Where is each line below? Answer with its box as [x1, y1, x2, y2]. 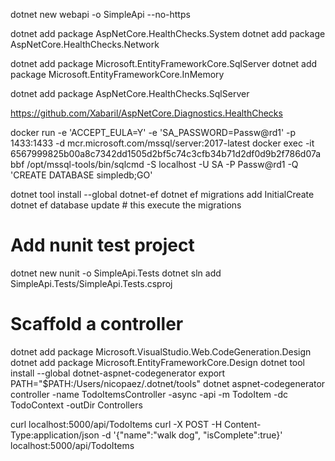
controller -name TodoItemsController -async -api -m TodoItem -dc [10, 388, 289, 400]
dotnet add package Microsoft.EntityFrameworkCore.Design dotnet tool [10, 356, 306, 368]
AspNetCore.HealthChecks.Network [10, 39, 160, 50]
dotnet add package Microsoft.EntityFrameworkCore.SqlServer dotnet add [10, 58, 318, 69]
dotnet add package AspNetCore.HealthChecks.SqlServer [10, 88, 250, 99]
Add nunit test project [10, 234, 195, 257]
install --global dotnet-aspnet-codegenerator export [10, 367, 226, 379]
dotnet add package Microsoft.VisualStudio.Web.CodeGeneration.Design [10, 345, 312, 358]
